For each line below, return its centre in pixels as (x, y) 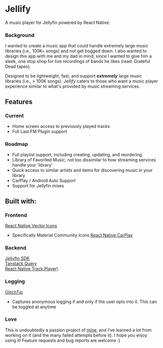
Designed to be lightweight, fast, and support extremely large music (73, 76)
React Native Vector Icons (31, 225)
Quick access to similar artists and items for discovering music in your (82, 170)
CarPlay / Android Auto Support (44, 181)
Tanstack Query (21, 264)
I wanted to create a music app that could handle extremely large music (77, 46)
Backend (16, 247)
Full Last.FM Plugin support (39, 131)
